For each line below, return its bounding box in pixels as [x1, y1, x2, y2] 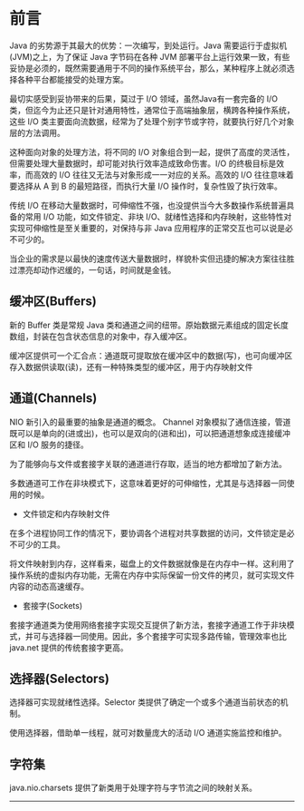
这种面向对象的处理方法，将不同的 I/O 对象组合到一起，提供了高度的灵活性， [9, 146, 295, 157]
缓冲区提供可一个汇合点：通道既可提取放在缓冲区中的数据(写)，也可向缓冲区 [9, 350, 293, 361]
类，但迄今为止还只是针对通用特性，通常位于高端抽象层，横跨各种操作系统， [9, 104, 295, 115]
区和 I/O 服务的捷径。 [9, 439, 89, 450]
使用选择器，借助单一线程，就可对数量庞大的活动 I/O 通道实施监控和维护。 [9, 728, 287, 738]
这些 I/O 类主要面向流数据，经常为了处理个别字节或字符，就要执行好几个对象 [9, 115, 295, 127]
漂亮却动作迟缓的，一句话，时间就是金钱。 [16, 264, 176, 275]
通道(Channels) [9, 391, 98, 406]
